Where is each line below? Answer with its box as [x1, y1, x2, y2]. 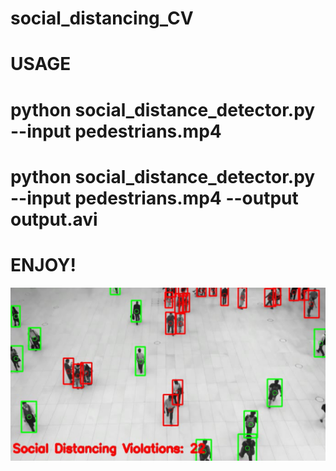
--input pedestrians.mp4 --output [10, 187, 299, 209]
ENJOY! [10, 253, 77, 276]
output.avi [10, 208, 98, 231]
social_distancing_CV [10, 7, 194, 30]
